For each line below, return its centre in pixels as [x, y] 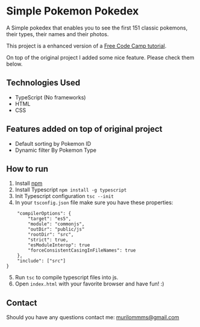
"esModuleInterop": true [59, 245]
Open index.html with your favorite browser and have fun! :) [89, 284]
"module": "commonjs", [56, 224]
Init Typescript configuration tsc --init [64, 196]
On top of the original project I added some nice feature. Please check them [100, 57]
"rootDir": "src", [51, 235]
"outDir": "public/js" [56, 229]
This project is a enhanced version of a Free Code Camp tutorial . [86, 46]
